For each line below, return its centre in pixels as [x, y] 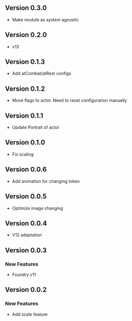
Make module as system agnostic [45, 19]
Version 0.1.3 [25, 62]
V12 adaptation [27, 235]
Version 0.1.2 [25, 88]
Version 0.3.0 [26, 8]
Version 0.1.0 [25, 143]
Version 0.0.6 [26, 169]
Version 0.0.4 [26, 223]
